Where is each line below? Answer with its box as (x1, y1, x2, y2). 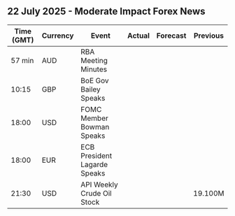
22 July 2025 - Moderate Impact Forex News (7, 6, 206, 17)
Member (80, 113, 108, 123)
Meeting (80, 55, 108, 65)
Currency (41, 31, 74, 41)
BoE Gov (80, 75, 109, 85)
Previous (193, 31, 224, 41)
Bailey (80, 84, 101, 94)
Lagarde (80, 159, 108, 169)
